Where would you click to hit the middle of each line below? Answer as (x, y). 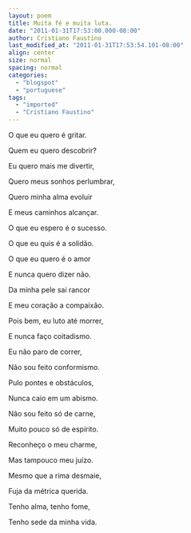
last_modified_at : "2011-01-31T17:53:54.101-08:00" (96, 46)
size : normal (30, 61)
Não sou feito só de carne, (52, 414)
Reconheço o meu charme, (53, 445)
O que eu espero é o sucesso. (58, 228)
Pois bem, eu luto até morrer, (56, 321)
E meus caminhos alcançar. (54, 212)
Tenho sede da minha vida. (53, 522)
